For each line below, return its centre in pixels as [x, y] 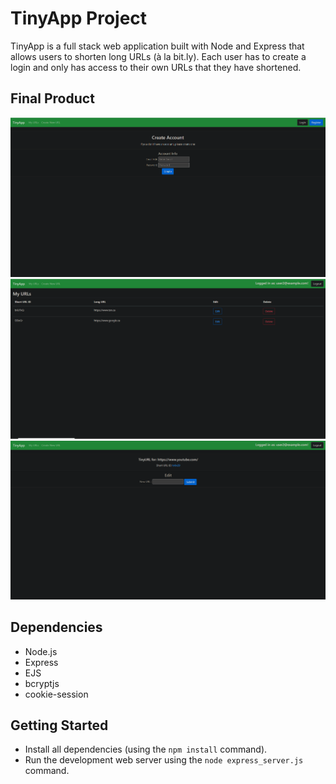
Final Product [52, 98]
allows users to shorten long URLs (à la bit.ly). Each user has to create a [158, 56]
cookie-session [56, 694]
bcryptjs [42, 683]
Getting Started [59, 725]
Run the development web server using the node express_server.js [164, 760]
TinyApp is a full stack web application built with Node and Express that [157, 46]
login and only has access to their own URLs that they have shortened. [156, 67]
